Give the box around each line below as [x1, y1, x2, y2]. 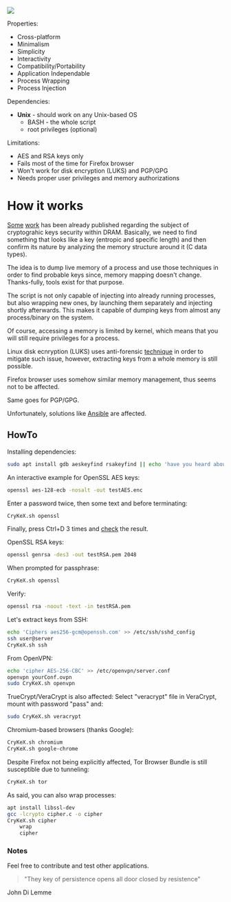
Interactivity [16, 55, 52, 63]
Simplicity [16, 48, 45, 55]
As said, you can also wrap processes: [7, 790, 117, 799]
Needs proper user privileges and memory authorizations [16, 174, 180, 182]
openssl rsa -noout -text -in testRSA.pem [7, 603, 131, 610]
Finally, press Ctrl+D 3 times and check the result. [7, 525, 149, 533]
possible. [7, 361, 33, 370]
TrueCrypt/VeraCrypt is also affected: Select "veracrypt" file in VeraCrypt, [7, 693, 217, 701]
